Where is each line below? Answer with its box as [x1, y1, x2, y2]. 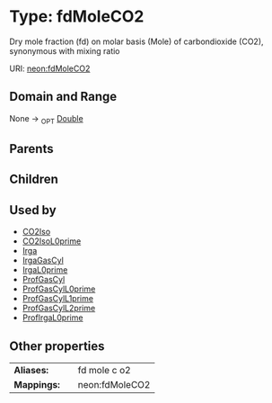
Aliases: [13, 363, 49, 376]
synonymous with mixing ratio [9, 45, 120, 56]
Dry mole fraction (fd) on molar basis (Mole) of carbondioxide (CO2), [9, 36, 264, 47]
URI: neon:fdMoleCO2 [9, 63, 91, 74]
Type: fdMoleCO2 [9, 6, 145, 27]
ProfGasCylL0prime [22, 283, 96, 294]
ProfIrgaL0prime [22, 312, 83, 323]
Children [9, 172, 58, 187]
